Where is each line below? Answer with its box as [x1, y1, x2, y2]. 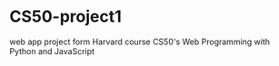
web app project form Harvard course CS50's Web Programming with [9, 36, 271, 47]
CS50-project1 [9, 6, 123, 27]
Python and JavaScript [9, 45, 95, 56]
